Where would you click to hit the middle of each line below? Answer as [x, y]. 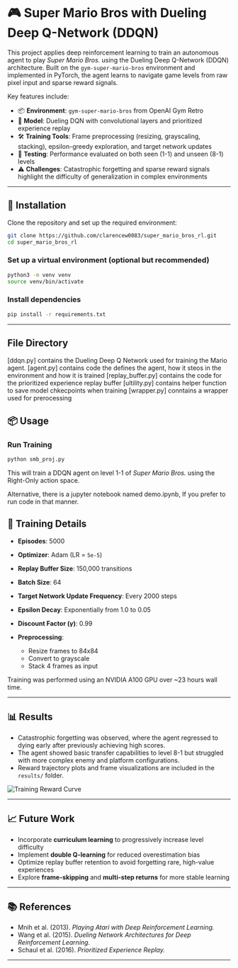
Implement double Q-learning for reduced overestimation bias [109, 855]
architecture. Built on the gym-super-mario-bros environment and [101, 67]
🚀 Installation [37, 206]
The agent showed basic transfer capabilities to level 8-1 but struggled [120, 753]
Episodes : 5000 [41, 541]
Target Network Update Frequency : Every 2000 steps [97, 596]
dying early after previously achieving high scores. [91, 745]
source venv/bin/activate [45, 281]
